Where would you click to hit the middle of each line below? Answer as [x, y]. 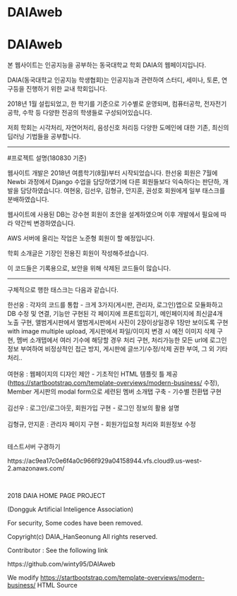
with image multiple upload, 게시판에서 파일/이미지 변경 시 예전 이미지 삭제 [111, 332]
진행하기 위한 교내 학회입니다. [66, 89]
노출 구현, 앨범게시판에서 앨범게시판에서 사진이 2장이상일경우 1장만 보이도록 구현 [118, 322]
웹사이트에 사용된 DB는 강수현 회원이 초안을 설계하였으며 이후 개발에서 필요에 [113, 214]
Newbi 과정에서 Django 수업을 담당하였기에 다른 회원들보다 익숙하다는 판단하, [114, 182]
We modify [23, 578]
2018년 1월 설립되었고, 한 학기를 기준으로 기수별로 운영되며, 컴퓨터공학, [105, 104]
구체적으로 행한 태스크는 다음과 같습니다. [63, 290]
